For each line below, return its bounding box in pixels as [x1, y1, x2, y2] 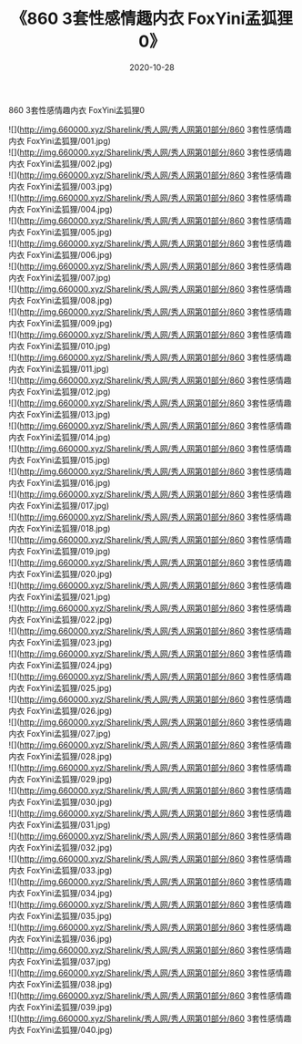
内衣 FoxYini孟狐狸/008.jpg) [8, 295, 113, 305]
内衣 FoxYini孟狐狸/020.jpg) [8, 568, 113, 579]
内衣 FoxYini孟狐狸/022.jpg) [8, 614, 113, 625]
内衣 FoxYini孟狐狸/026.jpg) [8, 705, 113, 716]
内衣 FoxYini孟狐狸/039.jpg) [8, 1001, 113, 1012]
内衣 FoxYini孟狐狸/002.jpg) [8, 158, 113, 169]
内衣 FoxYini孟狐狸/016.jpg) [8, 477, 111, 488]
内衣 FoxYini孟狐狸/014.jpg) [8, 431, 111, 442]
